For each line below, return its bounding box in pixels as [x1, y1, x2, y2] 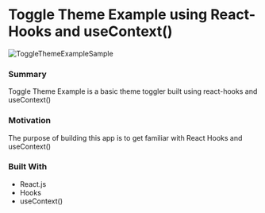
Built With [8, 161, 48, 172]
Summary [8, 68, 48, 79]
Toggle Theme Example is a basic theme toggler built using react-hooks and [8, 87, 258, 96]
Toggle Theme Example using [8, 6, 208, 24]
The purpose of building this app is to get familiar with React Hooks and [8, 133, 243, 142]
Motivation [8, 115, 52, 126]
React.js [19, 179, 47, 188]
